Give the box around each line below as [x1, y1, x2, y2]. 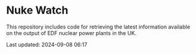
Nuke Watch [6, 4, 69, 17]
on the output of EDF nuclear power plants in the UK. [6, 29, 137, 36]
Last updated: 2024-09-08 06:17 [6, 41, 88, 48]
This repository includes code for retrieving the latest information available [6, 23, 191, 30]
